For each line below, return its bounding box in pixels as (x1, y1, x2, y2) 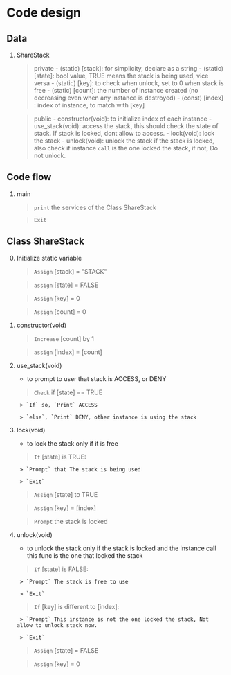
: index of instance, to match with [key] (33, 101, 145, 109)
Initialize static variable (16, 254, 82, 262)
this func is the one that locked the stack (26, 551, 143, 559)
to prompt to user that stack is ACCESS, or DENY (26, 374, 167, 383)
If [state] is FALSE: (33, 565, 89, 573)
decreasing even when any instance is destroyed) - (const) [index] (33, 94, 224, 102)
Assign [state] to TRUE (33, 490, 98, 498)
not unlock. (33, 151, 66, 159)
